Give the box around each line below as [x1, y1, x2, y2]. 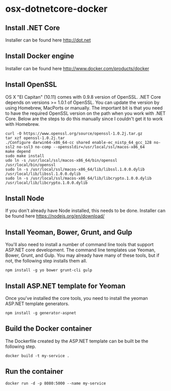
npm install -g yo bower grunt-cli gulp [5, 268, 93, 273]
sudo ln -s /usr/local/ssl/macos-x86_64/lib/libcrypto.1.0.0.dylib [5, 176, 152, 181]
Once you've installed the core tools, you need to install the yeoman [5, 295, 148, 301]
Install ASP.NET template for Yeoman [5, 281, 126, 290]
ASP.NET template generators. [5, 300, 70, 307]
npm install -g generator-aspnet [5, 311, 77, 316]
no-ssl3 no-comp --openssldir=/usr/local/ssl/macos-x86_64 [16, 144, 145, 149]
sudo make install [5, 153, 44, 159]
